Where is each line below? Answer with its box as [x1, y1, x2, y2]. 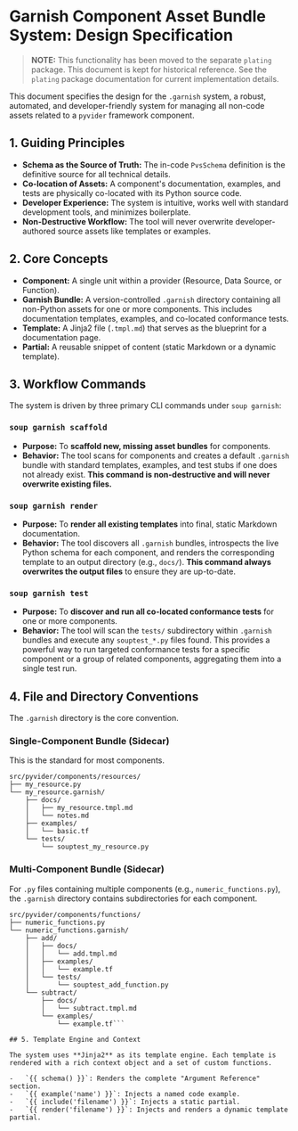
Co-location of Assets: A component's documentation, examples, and [21, 178, 281, 189]
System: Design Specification [9, 25, 234, 45]
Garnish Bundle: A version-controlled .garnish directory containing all [21, 294, 281, 305]
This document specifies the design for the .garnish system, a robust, [9, 91, 267, 102]
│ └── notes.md [25, 811, 90, 821]
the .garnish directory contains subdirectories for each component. [9, 893, 258, 904]
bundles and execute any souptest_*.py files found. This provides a [21, 635, 270, 645]
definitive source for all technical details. [21, 168, 171, 179]
